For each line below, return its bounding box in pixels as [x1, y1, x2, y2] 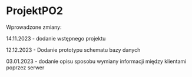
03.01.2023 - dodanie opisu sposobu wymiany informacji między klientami [6, 58, 187, 65]
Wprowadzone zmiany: [6, 24, 62, 31]
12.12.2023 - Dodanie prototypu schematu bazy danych [6, 46, 141, 53]
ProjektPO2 [6, 4, 64, 18]
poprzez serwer [6, 63, 45, 71]
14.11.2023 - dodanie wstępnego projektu [6, 35, 106, 42]
